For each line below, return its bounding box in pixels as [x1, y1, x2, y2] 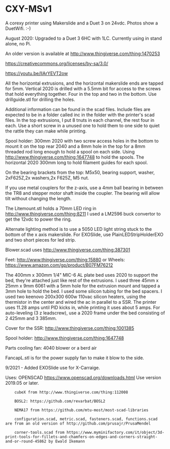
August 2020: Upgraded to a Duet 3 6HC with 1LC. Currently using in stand [5, 35, 162, 41]
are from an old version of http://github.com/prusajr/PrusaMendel [5, 421, 151, 426]
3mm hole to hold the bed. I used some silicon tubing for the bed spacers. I [5, 288, 162, 294]
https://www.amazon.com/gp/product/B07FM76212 [5, 262, 113, 268]
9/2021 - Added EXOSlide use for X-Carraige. [5, 364, 100, 371]
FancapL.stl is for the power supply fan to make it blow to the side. [5, 355, 145, 361]
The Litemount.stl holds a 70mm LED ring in [5, 205, 96, 212]
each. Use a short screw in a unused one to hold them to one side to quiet [5, 122, 160, 128]
